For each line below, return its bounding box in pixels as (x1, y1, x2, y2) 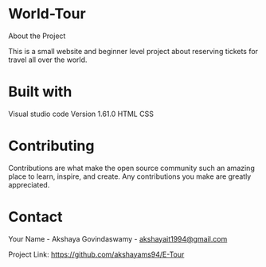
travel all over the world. (8, 55, 88, 64)
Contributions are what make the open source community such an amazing (8, 163, 255, 172)
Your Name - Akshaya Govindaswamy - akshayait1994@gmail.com (8, 234, 228, 243)
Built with (8, 83, 72, 101)
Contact (8, 208, 63, 226)
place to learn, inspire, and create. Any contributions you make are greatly (8, 172, 252, 181)
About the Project (8, 31, 66, 41)
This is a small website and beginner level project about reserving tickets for (8, 46, 259, 56)
